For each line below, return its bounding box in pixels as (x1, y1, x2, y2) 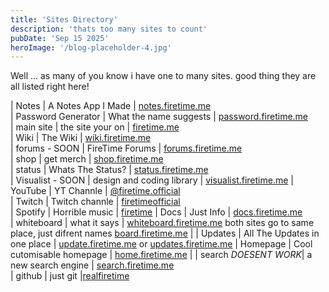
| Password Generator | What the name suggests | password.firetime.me (10, 111, 309, 123)
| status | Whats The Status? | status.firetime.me (10, 164, 209, 176)
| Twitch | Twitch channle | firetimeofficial (10, 196, 181, 208)
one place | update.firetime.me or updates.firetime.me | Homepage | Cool (10, 238, 313, 250)
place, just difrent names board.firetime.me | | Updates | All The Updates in (10, 227, 320, 240)
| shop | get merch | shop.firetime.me (10, 153, 164, 165)
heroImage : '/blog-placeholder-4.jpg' (10, 42, 172, 53)
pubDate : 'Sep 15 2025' (10, 33, 110, 43)
